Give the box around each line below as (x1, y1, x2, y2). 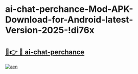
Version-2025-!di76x (5, 25, 95, 36)
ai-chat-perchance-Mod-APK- (5, 3, 134, 15)
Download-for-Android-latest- (5, 14, 133, 25)
